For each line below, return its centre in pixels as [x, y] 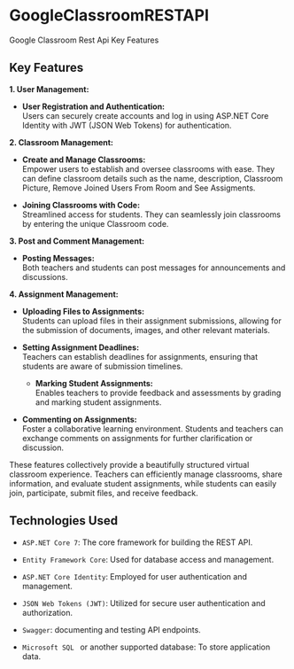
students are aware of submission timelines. [102, 366]
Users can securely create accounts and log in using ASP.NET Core [145, 115]
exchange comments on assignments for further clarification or [137, 438]
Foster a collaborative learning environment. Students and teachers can [152, 428]
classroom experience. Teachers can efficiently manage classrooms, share [146, 474]
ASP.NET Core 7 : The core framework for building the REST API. [137, 542]
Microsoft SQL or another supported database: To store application [146, 647]
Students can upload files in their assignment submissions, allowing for [151, 321]
